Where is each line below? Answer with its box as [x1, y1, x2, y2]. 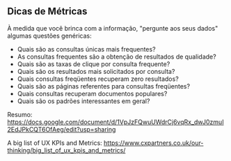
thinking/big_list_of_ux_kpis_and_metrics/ [7, 146, 126, 154]
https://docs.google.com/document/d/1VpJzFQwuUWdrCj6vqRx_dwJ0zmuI [7, 118, 224, 126]
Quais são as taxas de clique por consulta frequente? [17, 59, 170, 68]
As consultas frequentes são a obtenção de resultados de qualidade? [17, 52, 217, 61]
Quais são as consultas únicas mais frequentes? [17, 45, 156, 53]
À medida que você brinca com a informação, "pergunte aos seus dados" [7, 24, 218, 32]
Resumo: [7, 110, 33, 118]
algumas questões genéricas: [7, 31, 92, 40]
